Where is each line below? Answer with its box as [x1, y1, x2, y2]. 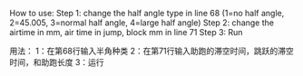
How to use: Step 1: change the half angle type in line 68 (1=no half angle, [9, 8, 285, 18]
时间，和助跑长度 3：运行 [9, 57, 104, 67]
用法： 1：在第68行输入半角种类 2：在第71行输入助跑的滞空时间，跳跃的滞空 [9, 45, 295, 56]
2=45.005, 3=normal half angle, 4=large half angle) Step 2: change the [9, 17, 275, 28]
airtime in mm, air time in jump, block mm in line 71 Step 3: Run [9, 27, 243, 37]
